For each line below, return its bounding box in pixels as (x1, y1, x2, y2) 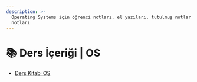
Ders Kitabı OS (14, 70, 51, 77)
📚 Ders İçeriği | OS (6, 46, 101, 60)
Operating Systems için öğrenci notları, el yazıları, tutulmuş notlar (11, 14, 192, 20)
